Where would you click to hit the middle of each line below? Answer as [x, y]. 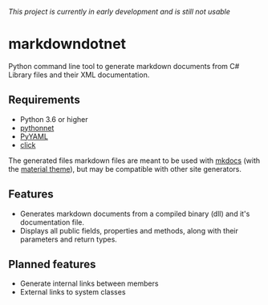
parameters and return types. [69, 239]
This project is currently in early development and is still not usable [120, 12]
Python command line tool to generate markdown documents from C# [124, 66]
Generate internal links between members [89, 283]
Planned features [52, 264]
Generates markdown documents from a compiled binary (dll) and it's [135, 213]
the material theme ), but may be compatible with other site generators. [125, 169]
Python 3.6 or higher [54, 119]
